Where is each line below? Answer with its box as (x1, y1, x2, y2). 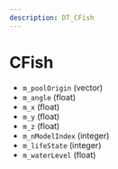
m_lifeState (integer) (22, 139, 102, 150)
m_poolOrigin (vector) (22, 82, 104, 93)
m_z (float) (22, 120, 60, 131)
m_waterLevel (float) (22, 149, 96, 160)
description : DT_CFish (9, 13, 95, 23)
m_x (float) (22, 101, 60, 112)
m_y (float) (22, 110, 60, 122)
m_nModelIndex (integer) (22, 130, 110, 141)
